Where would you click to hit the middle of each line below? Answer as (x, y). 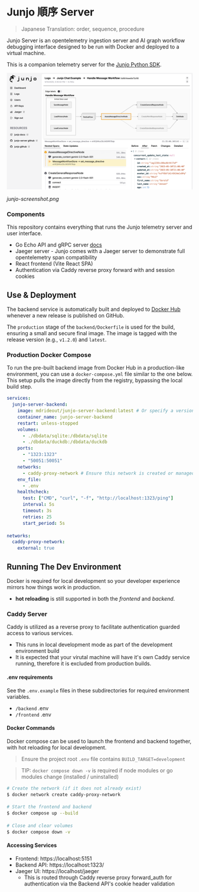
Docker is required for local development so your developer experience (94, 581)
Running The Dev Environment (64, 567)
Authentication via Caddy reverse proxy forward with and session (95, 270)
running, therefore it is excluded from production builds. (83, 663)
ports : (25, 448)
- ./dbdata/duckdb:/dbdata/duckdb (65, 442)
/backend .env (32, 708)
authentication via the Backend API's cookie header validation (99, 884)
